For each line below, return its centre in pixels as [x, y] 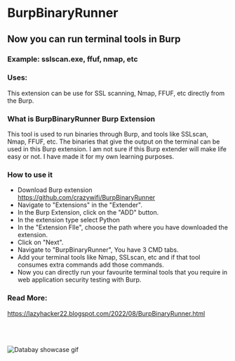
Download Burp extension [55, 190]
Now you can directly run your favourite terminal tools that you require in [122, 272]
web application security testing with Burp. [79, 280]
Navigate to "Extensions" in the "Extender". [80, 205]
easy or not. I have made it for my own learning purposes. [91, 157]
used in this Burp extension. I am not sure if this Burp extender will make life [117, 149]
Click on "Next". [40, 242]
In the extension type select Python [69, 220]
